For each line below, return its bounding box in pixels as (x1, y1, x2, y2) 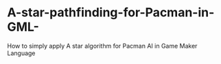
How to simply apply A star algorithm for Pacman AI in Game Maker (7, 42, 198, 50)
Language (7, 49, 36, 57)
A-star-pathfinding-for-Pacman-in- (7, 5, 215, 20)
